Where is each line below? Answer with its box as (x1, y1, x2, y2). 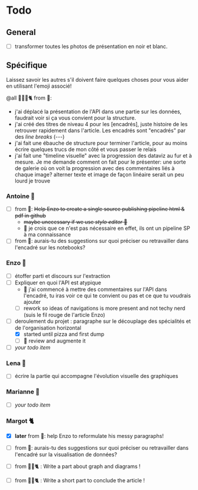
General (6, 27, 37, 37)
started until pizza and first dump (23, 330, 105, 338)
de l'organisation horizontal (14, 324, 82, 331)
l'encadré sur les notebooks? (14, 244, 86, 251)
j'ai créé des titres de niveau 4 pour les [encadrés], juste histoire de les (14, 120, 188, 127)
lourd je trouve (14, 177, 50, 184)
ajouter (23, 298, 41, 305)
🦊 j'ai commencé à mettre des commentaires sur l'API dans (23, 286, 167, 293)
